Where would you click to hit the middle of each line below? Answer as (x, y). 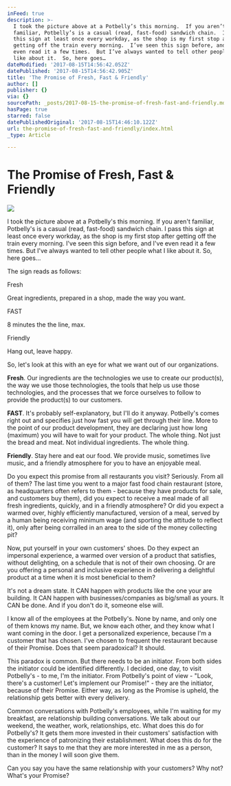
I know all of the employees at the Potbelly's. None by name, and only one (112, 619)
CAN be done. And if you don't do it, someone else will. (85, 605)
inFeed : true (26, 13)
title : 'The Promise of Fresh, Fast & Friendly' (78, 77)
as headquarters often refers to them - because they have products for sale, (115, 491)
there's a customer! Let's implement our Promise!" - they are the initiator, (110, 683)
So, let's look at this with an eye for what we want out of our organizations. (113, 364)
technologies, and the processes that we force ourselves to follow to (104, 393)
